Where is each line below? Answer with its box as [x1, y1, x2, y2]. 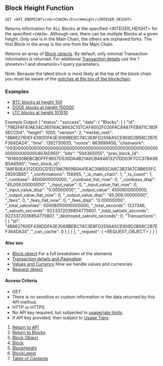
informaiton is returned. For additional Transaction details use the [5, 56, 137, 62]
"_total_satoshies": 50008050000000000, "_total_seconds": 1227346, [5, 203, 146, 209]
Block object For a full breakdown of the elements [12, 251, 112, 257]
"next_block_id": [27, 161, 61, 167]
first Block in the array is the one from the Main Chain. [5, 41, 114, 47]
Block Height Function [5, 4, 74, 12]
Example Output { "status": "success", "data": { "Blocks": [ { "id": [5, 119, 136, 125]
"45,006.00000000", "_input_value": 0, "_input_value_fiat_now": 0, [5, 182, 138, 188]
